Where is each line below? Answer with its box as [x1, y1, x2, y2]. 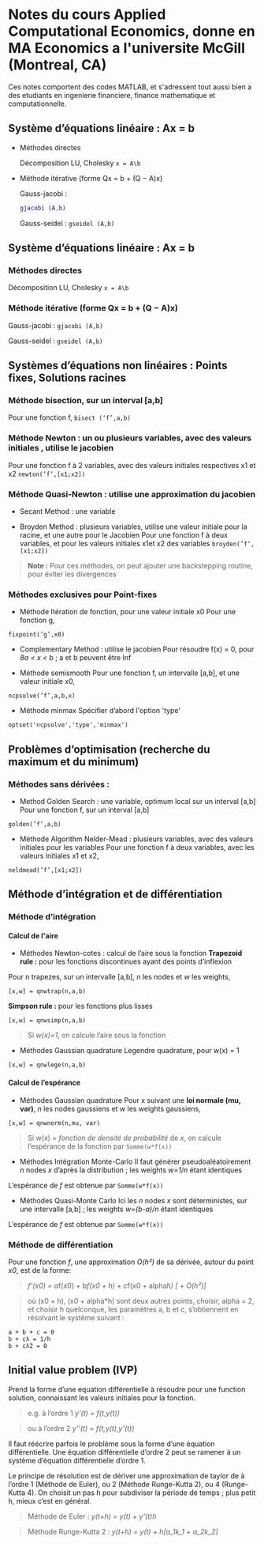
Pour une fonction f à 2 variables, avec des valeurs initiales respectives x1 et [8, 460, 256, 470]
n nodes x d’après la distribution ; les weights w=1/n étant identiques [19, 1165, 243, 1175]
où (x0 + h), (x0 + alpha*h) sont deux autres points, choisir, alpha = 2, [27, 1296, 255, 1305]
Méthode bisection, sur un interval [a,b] [8, 394, 164, 406]
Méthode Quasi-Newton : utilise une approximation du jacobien [8, 489, 256, 500]
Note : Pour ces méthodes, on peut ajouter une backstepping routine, [27, 561, 254, 570]
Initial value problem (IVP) [8, 1364, 138, 1377]
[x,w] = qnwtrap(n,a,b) [8, 987, 87, 995]
